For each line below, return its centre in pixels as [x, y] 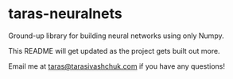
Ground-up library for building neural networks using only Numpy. [116, 36]
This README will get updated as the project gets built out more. [114, 51]
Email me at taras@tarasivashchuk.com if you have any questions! [116, 66]
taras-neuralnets [65, 14]
